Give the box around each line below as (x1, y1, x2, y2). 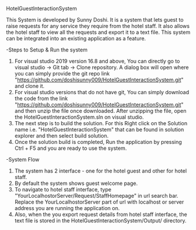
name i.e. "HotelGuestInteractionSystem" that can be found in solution (14, 126, 184, 133)
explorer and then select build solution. (14, 132, 109, 139)
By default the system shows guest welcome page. (14, 180, 138, 187)
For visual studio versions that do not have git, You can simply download (14, 89, 189, 95)
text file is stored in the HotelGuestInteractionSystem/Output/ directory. (14, 217, 187, 224)
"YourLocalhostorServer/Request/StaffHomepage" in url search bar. (14, 193, 178, 199)
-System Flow (6, 156, 40, 163)
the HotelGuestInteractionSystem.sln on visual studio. (14, 114, 145, 121)
